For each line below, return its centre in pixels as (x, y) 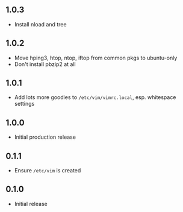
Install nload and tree (40, 24)
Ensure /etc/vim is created (48, 171)
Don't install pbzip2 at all (45, 64)
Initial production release (45, 137)
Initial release (31, 204)
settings (24, 104)
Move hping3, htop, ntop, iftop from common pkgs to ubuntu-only (96, 58)
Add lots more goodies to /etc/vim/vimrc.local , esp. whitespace (95, 97)
